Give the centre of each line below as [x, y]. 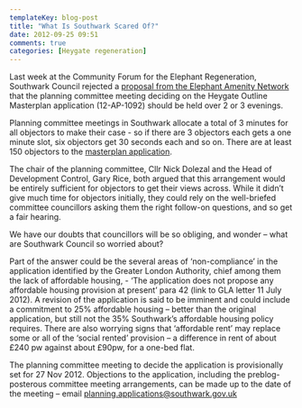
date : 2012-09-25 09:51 [54, 34]
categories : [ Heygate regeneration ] [78, 51]
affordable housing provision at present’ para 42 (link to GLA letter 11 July [146, 290]
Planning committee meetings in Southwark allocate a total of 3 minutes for [149, 123]
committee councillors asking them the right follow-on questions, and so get [151, 207]
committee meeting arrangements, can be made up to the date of [170, 385]
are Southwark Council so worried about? [87, 244]
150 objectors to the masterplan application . [91, 152]
